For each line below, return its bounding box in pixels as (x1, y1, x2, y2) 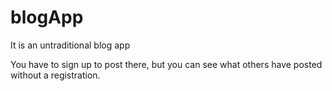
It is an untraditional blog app (10, 39, 131, 51)
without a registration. (10, 69, 101, 81)
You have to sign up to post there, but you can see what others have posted (10, 58, 323, 70)
